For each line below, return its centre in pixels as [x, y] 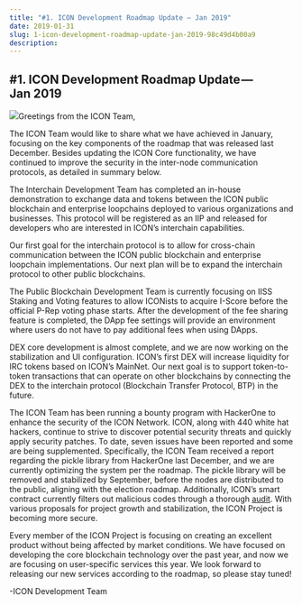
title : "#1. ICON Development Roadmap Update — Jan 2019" [120, 18]
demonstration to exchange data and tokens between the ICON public [139, 199]
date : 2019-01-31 [42, 26]
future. [22, 395]
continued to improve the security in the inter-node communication [134, 162]
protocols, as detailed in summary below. [86, 172]
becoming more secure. [54, 518]
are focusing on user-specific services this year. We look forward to [135, 564]
